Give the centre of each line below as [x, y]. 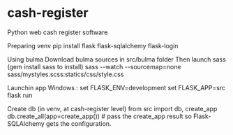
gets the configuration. [78, 123]
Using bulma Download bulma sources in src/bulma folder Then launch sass [117, 59]
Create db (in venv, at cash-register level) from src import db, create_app [112, 108]
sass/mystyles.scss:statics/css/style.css [66, 74]
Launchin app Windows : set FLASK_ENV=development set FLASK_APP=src [116, 87]
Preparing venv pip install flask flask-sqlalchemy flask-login [93, 45]
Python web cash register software [58, 32]
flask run [20, 95]
